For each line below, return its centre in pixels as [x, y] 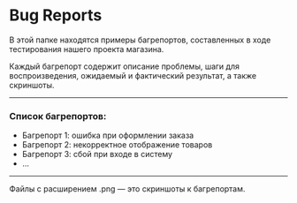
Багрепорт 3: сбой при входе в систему [97, 154]
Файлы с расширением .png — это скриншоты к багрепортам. [127, 189]
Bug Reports [56, 15]
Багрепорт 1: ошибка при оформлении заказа [108, 135]
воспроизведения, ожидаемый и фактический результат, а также [133, 75]
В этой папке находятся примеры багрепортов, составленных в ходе [140, 40]
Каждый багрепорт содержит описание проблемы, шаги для [125, 66]
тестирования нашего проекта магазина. [87, 49]
